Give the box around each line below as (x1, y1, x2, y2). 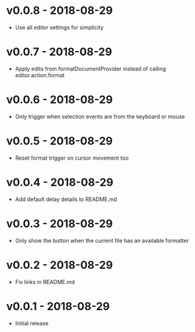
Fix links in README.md (15, 278, 75, 285)
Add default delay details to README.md (15, 195, 117, 203)
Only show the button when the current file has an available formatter (15, 237, 190, 244)
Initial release (15, 319, 49, 327)
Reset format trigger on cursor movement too (15, 154, 129, 161)
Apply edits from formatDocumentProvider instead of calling (15, 65, 166, 72)
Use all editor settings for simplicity (15, 24, 104, 31)
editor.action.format (15, 71, 65, 79)
